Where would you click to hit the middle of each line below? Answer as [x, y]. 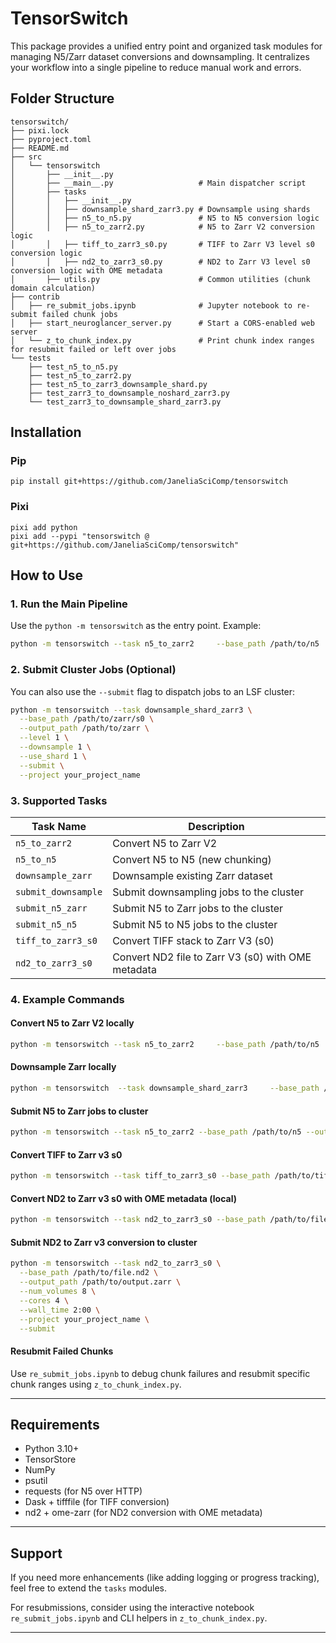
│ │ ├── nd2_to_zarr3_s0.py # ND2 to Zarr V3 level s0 [160, 262]
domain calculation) [53, 288]
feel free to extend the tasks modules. [89, 1588]
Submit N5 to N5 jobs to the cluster [195, 924]
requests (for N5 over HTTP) [83, 1491]
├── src [26, 157]
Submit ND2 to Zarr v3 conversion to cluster [104, 1242]
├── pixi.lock [40, 130]
